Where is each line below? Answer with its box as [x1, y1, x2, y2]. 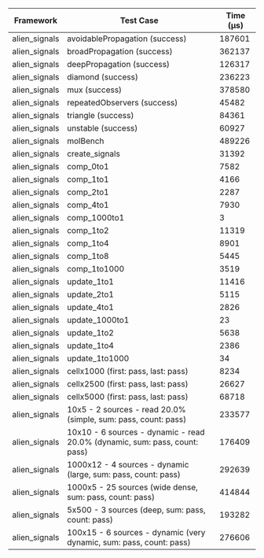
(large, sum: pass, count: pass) [66, 469, 181, 479]
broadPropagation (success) [66, 46, 173, 57]
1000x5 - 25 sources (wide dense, [66, 482, 199, 493]
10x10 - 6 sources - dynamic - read [66, 427, 206, 438]
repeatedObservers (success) [66, 98, 178, 108]
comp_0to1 [66, 161, 109, 172]
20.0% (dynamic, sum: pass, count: [66, 437, 199, 447]
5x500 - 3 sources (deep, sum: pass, [66, 504, 206, 515]
